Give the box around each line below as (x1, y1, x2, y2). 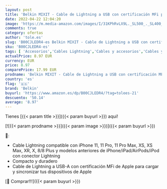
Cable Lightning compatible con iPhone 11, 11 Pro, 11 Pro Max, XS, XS (12, 142, 153, 148)
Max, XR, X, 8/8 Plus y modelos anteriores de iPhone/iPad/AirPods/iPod (12, 148, 160, 154)
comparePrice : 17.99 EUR (5, 68, 57, 73)
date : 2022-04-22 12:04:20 (5, 16, 61, 21)
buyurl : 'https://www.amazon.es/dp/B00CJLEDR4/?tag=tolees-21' (5, 91, 139, 95)
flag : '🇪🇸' (5, 81, 30, 86)
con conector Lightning (12, 153, 61, 159)
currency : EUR (5, 58, 35, 63)
